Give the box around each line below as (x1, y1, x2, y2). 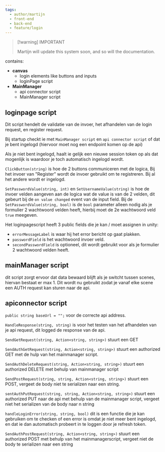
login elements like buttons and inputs (19, 73, 97, 79)
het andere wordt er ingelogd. (5, 176, 66, 182)
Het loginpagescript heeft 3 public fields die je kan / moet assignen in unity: (5, 222, 159, 227)
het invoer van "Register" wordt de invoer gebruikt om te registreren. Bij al (5, 171, 155, 177)
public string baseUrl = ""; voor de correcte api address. (5, 312, 126, 318)
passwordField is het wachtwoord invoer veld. (12, 236, 105, 242)
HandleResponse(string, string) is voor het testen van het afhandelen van (5, 322, 157, 328)
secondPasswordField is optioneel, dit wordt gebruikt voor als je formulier (12, 241, 159, 247)
